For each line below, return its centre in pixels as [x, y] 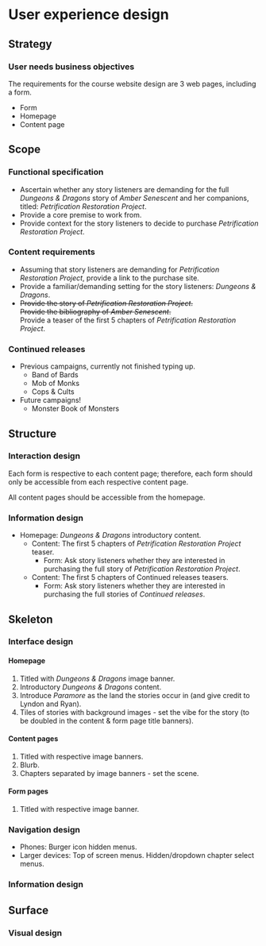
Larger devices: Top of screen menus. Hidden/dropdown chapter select [137, 855]
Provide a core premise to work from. [81, 214]
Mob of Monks [56, 384]
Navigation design [44, 829]
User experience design [89, 15]
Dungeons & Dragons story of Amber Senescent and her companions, [134, 198]
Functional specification [56, 172]
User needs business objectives [71, 67]
